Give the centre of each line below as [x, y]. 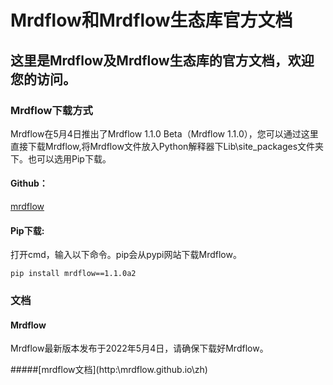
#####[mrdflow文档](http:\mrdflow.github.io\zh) [109, 370]
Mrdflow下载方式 [51, 110]
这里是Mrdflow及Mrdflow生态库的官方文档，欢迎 [162, 60]
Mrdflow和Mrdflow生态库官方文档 [151, 20]
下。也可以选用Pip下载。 [61, 158]
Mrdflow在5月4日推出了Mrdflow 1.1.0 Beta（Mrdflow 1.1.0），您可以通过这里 [164, 133]
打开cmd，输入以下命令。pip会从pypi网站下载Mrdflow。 [126, 255]
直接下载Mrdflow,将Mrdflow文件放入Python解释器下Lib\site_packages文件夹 [167, 146]
